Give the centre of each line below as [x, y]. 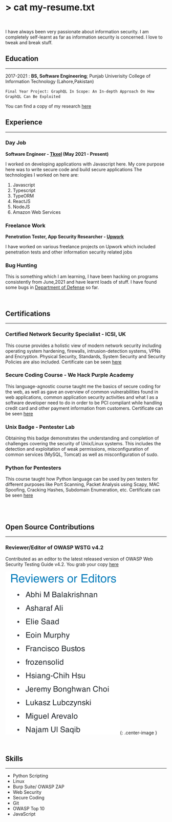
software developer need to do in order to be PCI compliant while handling [84, 403]
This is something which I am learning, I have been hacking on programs [82, 277]
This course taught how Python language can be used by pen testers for [82, 479]
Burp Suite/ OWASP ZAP [39, 787]
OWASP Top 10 [29, 809]
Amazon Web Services [37, 212]
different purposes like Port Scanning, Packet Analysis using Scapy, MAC [82, 484]
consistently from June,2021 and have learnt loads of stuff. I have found [81, 282]
